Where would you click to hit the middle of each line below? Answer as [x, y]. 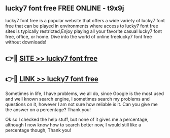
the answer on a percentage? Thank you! [48, 110]
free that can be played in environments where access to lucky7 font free [82, 26]
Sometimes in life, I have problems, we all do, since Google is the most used [84, 94]
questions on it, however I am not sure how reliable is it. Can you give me [82, 104]
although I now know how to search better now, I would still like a [73, 125]
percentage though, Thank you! [38, 130]
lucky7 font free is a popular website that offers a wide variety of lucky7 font [85, 20]
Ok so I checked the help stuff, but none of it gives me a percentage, [77, 120]
